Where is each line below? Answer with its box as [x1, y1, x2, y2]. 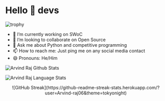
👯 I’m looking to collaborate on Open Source [12, 37, 106, 43]
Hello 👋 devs [5, 5, 59, 16]
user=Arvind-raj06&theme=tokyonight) [45, 90, 127, 96]
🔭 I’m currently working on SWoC [12, 31, 83, 37]
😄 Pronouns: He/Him [12, 55, 58, 61]
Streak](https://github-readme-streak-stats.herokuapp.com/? [30, 84, 160, 90]
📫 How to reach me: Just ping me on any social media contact [12, 48, 146, 54]
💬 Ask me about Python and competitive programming [12, 42, 127, 48]
